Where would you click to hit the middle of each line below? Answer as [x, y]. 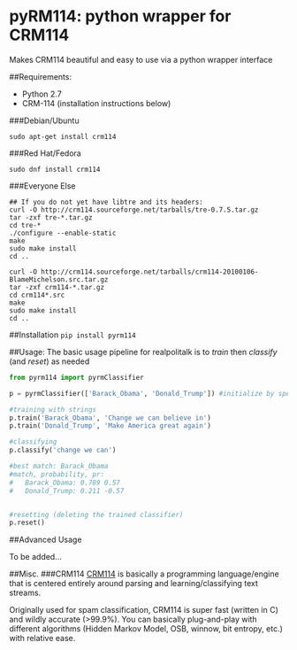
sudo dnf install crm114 [55, 169]
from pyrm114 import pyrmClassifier [76, 377]
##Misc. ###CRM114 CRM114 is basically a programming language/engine [145, 574]
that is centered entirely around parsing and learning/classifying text [134, 584]
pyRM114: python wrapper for [120, 16]
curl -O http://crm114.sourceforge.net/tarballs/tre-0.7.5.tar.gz [134, 210]
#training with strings [53, 409]
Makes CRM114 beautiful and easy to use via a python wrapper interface [141, 59]
